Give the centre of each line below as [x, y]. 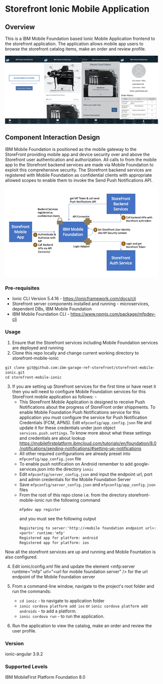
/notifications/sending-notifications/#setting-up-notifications [80, 448]
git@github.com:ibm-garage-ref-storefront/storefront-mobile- [91, 368]
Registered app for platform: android [58, 538]
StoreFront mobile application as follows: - [54, 396]
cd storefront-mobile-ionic [33, 377]
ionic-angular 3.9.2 [24, 654]
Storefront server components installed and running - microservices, [81, 304]
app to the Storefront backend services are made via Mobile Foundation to [79, 164]
